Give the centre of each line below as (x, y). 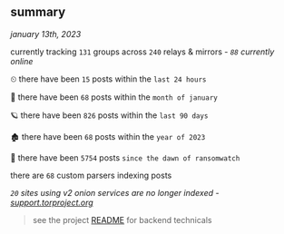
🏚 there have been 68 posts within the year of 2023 (108, 136)
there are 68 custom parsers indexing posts (91, 175)
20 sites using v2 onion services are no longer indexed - (115, 192)
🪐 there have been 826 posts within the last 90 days (109, 115)
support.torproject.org (52, 202)
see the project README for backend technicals (122, 219)
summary (38, 12)
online (22, 61)
